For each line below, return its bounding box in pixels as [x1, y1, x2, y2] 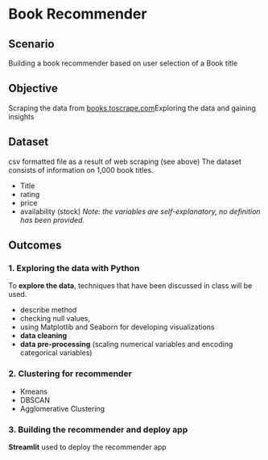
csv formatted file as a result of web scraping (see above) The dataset [8, 157, 241, 166]
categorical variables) [19, 348, 93, 358]
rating [19, 189, 40, 199]
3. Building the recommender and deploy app [8, 424, 188, 435]
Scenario [8, 37, 55, 51]
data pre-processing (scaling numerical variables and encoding [19, 340, 233, 349]
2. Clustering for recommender [8, 368, 133, 379]
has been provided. [19, 215, 85, 224]
